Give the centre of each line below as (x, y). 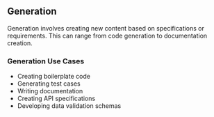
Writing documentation (50, 91)
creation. (20, 43)
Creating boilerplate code (53, 77)
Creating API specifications (56, 99)
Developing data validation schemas (69, 106)
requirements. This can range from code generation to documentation (107, 36)
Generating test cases (49, 84)
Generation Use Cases (46, 61)
